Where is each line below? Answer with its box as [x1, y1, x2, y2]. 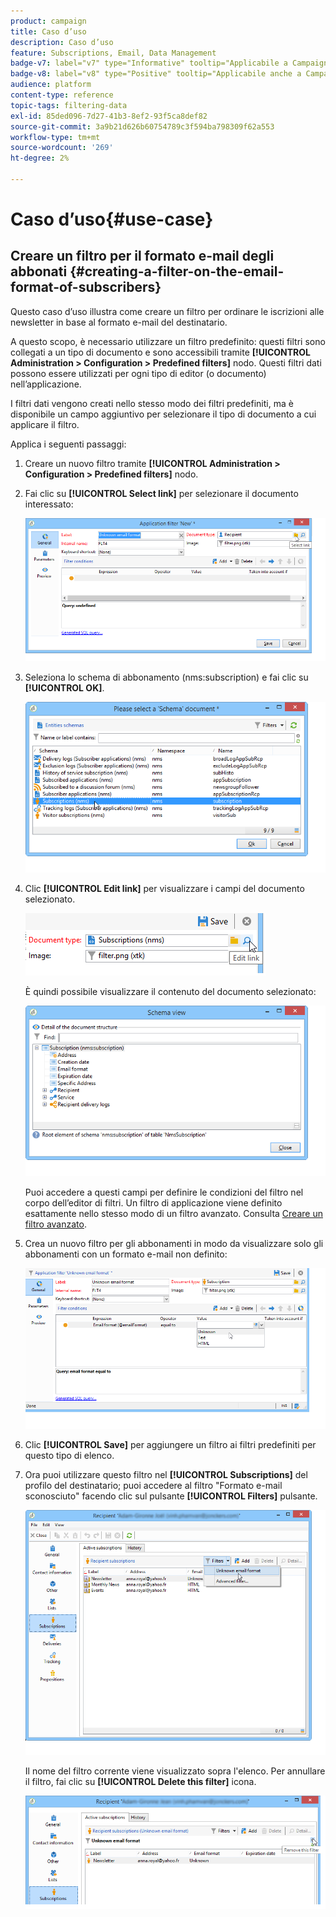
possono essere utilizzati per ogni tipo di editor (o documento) [10, 367, 267, 379]
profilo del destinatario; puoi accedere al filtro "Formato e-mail [24, 1480, 283, 1492]
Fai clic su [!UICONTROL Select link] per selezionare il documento [24, 487, 299, 499]
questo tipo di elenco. [24, 1450, 115, 1462]
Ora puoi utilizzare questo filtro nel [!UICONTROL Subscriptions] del [24, 1469, 308, 1481]
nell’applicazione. [10, 378, 82, 390]
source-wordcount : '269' [10, 143, 114, 153]
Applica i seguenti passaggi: [10, 438, 127, 450]
